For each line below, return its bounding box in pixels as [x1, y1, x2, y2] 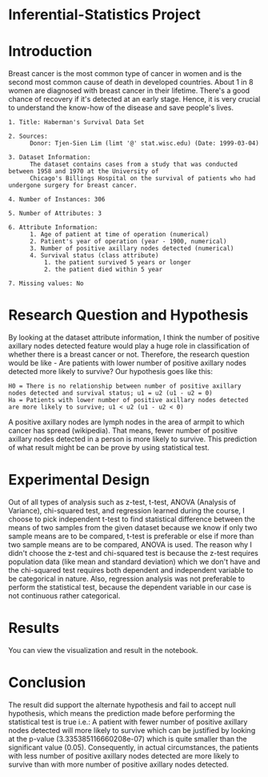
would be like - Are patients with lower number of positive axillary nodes [8, 358, 246, 368]
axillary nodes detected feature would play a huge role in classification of [8, 341, 250, 351]
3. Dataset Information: [8, 154, 91, 162]
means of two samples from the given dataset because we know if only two [8, 523, 258, 532]
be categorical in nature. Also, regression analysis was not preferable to [8, 574, 246, 583]
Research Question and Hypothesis [8, 306, 249, 324]
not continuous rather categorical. [8, 591, 121, 600]
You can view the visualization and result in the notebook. [8, 645, 198, 654]
